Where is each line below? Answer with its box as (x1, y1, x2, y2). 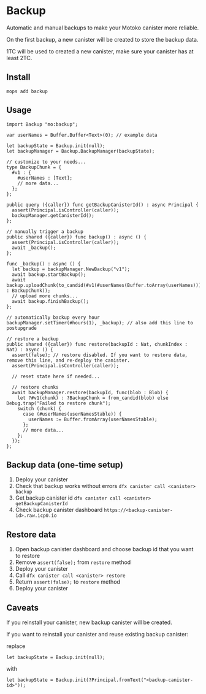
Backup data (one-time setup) (6, 459, 124, 470)
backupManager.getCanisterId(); (12, 212, 95, 218)
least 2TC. (6, 54, 32, 61)
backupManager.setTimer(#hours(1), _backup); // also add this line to (6, 319, 193, 326)
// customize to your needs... (6, 159, 86, 165)
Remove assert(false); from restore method (15, 559, 131, 566)
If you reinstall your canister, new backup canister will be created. (6, 619, 173, 626)
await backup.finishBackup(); (12, 298, 89, 304)
